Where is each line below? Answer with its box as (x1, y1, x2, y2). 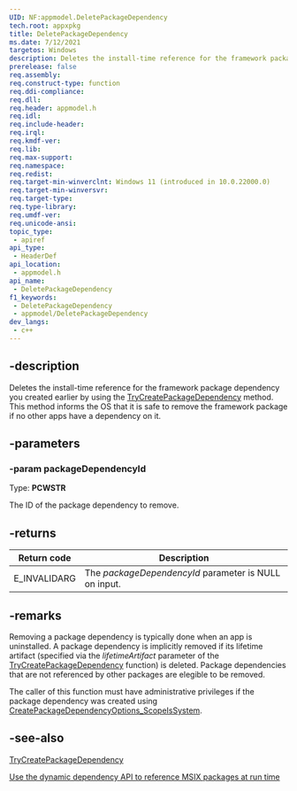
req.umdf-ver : (9, 210, 62, 220)
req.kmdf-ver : (9, 136, 62, 145)
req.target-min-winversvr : (9, 186, 109, 195)
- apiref (12, 236, 46, 244)
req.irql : (9, 128, 46, 137)
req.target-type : (9, 194, 73, 204)
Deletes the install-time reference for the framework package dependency (9, 382, 280, 392)
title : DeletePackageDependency (9, 29, 128, 38)
